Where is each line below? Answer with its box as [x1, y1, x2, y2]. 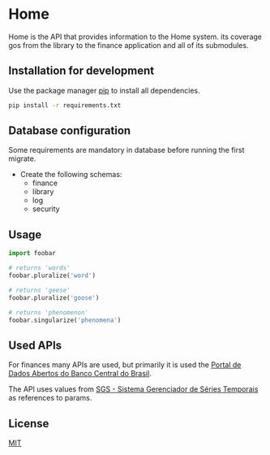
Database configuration [8, 123, 131, 138]
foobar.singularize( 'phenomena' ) [8, 316, 122, 324]
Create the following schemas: [19, 170, 122, 180]
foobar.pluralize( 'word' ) [8, 271, 96, 279]
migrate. [8, 154, 36, 163]
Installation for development [8, 64, 155, 78]
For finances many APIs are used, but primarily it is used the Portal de [8, 360, 242, 370]
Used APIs [8, 338, 62, 352]
